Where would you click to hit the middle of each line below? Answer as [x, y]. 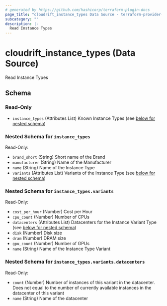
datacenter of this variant [38, 293]
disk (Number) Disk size [37, 233]
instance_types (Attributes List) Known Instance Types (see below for [84, 118]
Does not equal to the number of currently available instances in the [82, 288]
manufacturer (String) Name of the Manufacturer [62, 162]
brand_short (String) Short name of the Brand [59, 157]
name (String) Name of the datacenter [50, 298]
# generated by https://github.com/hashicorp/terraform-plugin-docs [78, 10]
